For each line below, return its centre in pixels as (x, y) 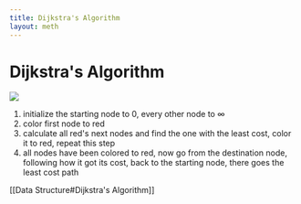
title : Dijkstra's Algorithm (65, 18)
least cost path (51, 172)
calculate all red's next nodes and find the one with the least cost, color (157, 134)
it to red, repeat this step (69, 144)
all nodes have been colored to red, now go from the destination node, (155, 153)
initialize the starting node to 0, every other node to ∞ (124, 114)
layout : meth (34, 27)
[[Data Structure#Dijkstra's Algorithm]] (82, 190)
